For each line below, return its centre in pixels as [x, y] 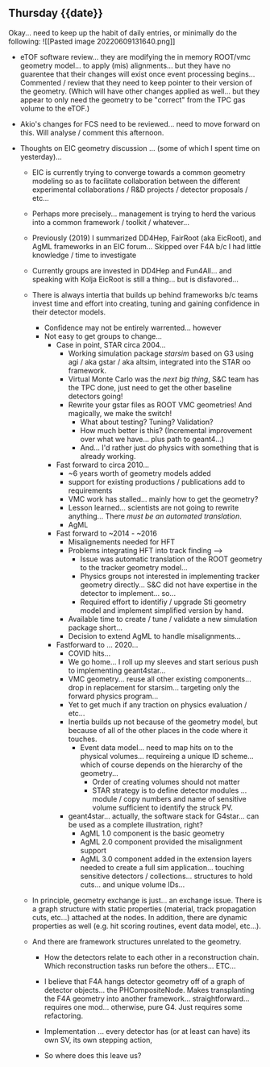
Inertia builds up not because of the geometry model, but [163, 722]
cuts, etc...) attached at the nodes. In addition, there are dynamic [139, 917]
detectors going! [96, 396]
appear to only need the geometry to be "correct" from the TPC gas [133, 99]
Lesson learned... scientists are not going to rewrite [154, 507]
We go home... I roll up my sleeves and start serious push [164, 661]
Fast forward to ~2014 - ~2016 [106, 533]
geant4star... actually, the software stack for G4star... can [164, 816]
